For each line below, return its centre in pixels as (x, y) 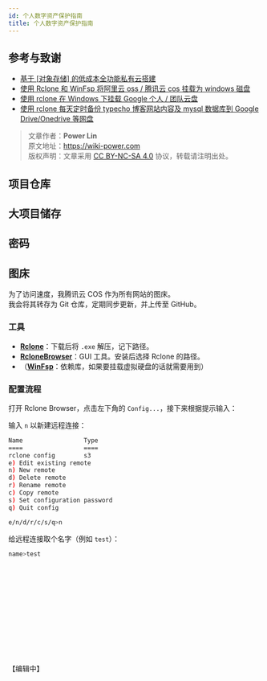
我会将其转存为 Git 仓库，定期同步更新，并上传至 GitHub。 (105, 304)
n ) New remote (32, 470)
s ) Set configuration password (61, 500)
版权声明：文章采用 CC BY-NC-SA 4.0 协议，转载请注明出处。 (130, 156)
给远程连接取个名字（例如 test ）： (64, 539)
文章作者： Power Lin (63, 136)
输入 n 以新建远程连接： (47, 425)
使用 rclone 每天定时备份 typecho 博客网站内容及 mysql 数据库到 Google (139, 109)
